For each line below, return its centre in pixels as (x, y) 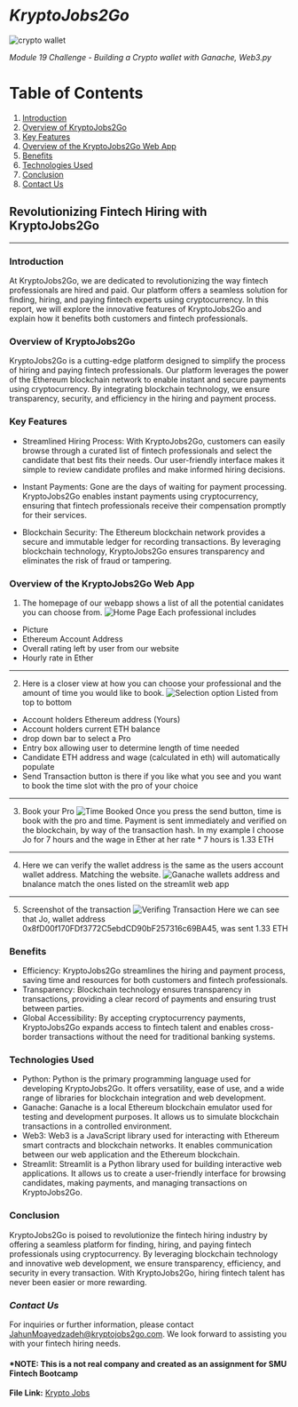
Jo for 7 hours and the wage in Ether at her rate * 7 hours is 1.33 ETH (148, 839)
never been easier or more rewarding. (78, 1282)
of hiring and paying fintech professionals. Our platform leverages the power (149, 371)
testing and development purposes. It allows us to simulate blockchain (150, 1117)
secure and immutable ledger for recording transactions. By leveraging (151, 541)
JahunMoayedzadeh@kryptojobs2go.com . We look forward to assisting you (148, 1334)
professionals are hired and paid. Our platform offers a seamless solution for (149, 290)
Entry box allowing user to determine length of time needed (130, 747)
